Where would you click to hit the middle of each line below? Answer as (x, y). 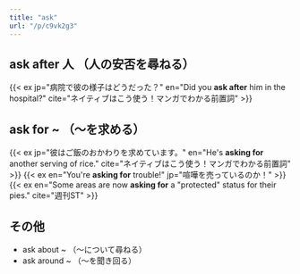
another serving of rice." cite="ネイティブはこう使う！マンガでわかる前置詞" (150, 164)
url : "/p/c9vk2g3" (43, 26)
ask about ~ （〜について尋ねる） (85, 249)
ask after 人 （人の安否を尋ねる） (102, 64)
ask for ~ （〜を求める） (77, 129)
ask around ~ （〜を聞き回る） (79, 261)
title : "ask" (34, 17)
